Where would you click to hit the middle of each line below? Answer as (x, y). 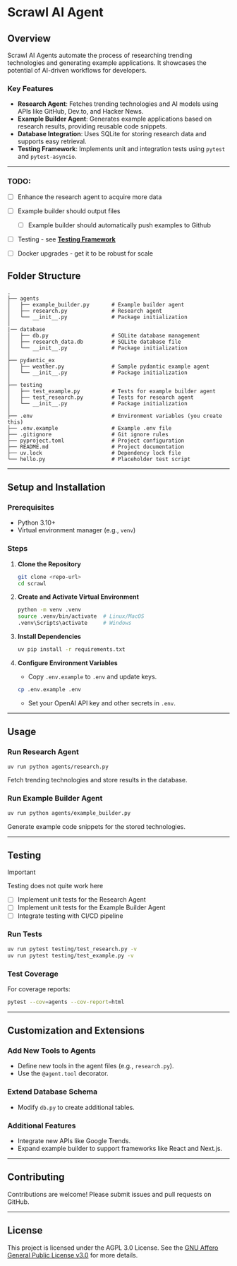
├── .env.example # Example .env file (90, 428)
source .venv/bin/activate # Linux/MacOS (81, 616)
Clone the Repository (49, 564)
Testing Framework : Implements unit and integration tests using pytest (121, 149)
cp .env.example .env (49, 689)
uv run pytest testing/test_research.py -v (72, 949)
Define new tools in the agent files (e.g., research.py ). (96, 1066)
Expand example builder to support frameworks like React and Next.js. (120, 1149)
